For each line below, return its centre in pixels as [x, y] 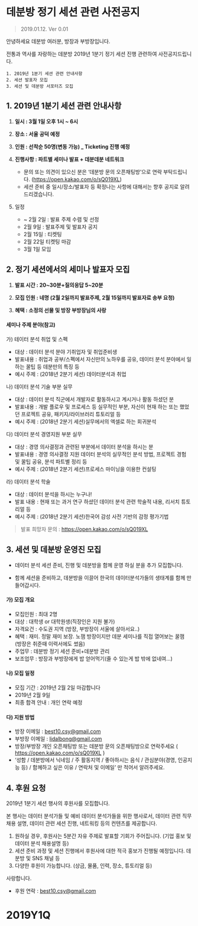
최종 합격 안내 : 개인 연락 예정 [48, 702]
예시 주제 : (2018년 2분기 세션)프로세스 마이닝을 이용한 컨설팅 [85, 469]
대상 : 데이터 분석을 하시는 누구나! [53, 494]
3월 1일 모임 [37, 249]
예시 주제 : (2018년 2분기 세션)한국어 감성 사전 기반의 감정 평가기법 [92, 516]
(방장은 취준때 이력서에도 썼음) [50, 643]
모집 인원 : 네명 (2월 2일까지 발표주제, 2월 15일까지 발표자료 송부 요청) [95, 297]
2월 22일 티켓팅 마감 [47, 242]
